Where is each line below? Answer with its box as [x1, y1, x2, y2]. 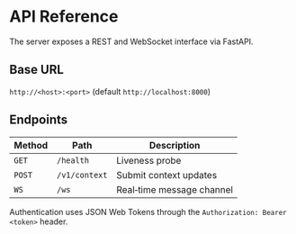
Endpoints [9, 112, 68, 128]
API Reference [9, 6, 119, 27]
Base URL [9, 62, 65, 77]
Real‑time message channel [116, 183, 234, 195]
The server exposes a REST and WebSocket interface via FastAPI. [9, 36, 254, 47]
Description [148, 139, 201, 151]
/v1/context [57, 169, 108, 180]
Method [13, 139, 49, 151]
